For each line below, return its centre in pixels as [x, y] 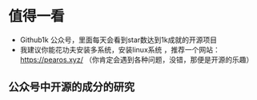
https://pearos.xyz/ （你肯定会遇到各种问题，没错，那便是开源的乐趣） [137, 60]
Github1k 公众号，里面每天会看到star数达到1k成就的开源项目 [118, 40]
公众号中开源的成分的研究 [71, 87]
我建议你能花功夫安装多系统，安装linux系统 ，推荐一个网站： [120, 49]
